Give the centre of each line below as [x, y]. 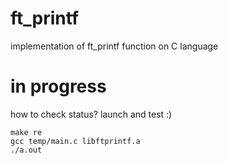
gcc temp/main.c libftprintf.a [75, 141]
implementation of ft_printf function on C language [114, 46]
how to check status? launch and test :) [91, 114]
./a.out [26, 150]
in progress [58, 86]
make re [26, 132]
